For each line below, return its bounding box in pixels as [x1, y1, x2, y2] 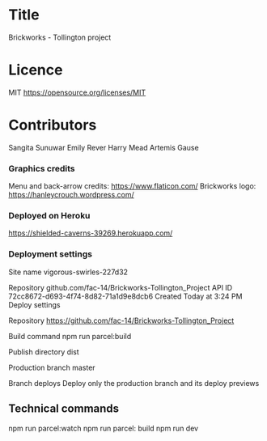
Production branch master [8, 363, 95, 372]
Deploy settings [8, 299, 61, 309]
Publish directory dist [8, 346, 79, 357]
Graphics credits [8, 163, 75, 174]
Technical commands [8, 402, 120, 416]
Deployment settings [8, 248, 93, 260]
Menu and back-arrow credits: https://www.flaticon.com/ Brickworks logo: [8, 181, 256, 191]
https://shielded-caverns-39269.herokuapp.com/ [8, 228, 173, 238]
